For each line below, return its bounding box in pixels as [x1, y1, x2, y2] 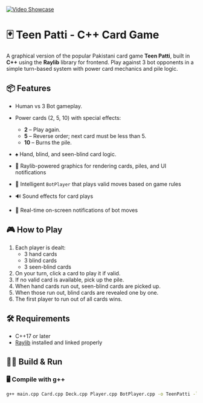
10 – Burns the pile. [24, 139, 72, 146]
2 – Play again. [24, 126, 61, 133]
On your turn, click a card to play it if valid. [14, 269, 121, 277]
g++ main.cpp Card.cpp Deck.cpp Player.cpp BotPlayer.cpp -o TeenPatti [6, 391, 190, 398]
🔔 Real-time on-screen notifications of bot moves [14, 206, 138, 214]
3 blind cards [24, 257, 57, 264]
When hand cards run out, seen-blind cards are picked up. [14, 282, 161, 290]
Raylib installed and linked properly [14, 339, 103, 346]
